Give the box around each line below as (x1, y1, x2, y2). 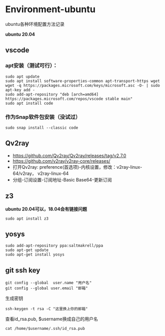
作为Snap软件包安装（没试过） (5, 113, 81, 120)
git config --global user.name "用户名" (5, 281, 92, 286)
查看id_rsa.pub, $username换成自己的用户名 (5, 316, 98, 322)
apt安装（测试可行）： (5, 62, 58, 69)
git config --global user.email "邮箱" (5, 286, 88, 291)
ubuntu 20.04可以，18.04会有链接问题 (5, 206, 87, 212)
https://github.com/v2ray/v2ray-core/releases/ (12, 158, 111, 164)
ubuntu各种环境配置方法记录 (5, 21, 65, 27)
